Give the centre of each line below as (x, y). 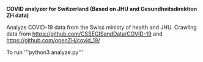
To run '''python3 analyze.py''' (45, 52)
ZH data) (18, 15)
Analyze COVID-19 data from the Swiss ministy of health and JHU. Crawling (102, 27)
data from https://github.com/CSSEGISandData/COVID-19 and (85, 34)
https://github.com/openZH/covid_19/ (53, 40)
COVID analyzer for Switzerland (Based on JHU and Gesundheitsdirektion (102, 9)
